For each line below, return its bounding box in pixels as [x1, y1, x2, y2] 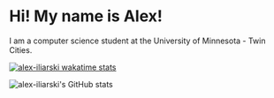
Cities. [9, 44, 33, 55]
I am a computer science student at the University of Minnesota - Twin [9, 35, 266, 46]
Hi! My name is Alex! [9, 6, 164, 26]
